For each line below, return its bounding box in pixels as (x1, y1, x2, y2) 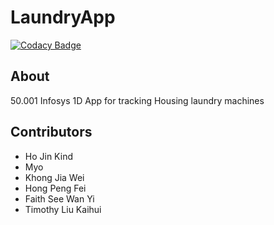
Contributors (10, 124, 93, 141)
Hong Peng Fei (24, 182, 87, 194)
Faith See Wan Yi (24, 192, 95, 205)
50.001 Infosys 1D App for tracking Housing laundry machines (10, 94, 265, 106)
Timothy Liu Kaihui (24, 203, 102, 215)
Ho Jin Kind (24, 150, 73, 162)
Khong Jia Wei (24, 171, 85, 183)
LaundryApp (10, 6, 116, 29)
